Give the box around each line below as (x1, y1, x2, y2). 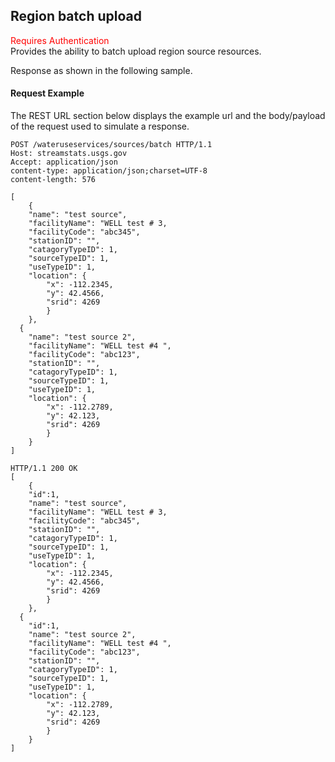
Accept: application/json (10, 157, 118, 168)
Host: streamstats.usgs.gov (10, 149, 128, 159)
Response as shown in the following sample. (10, 64, 193, 76)
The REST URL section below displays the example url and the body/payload (10, 110, 326, 122)
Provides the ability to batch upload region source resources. (10, 45, 262, 57)
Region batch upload (10, 8, 142, 25)
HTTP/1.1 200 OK (10, 464, 78, 474)
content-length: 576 (10, 175, 97, 185)
